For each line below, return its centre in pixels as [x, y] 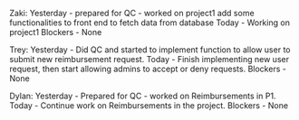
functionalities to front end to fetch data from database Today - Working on [149, 23]
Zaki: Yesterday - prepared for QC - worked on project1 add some [132, 13]
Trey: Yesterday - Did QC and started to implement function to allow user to [150, 50]
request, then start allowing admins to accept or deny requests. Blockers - [148, 69]
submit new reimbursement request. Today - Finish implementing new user [149, 59]
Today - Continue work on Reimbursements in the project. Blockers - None [149, 106]
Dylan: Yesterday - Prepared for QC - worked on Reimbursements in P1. [143, 96]
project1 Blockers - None [56, 32]
